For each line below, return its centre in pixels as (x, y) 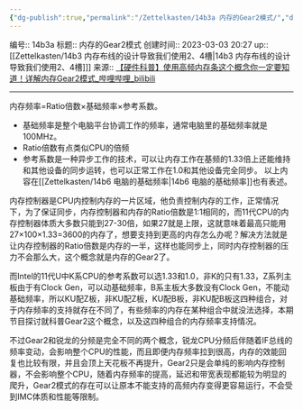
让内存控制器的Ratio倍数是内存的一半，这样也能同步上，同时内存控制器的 (145, 245)
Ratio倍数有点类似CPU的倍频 (76, 147)
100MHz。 (41, 136)
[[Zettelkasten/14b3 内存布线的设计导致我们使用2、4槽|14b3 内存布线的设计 (150, 56)
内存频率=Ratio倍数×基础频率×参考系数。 (86, 105)
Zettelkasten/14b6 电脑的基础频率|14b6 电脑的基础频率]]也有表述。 (169, 181)
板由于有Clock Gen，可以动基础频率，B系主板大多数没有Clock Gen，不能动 (150, 287)
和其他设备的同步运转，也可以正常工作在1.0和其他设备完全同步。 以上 (151, 170)
